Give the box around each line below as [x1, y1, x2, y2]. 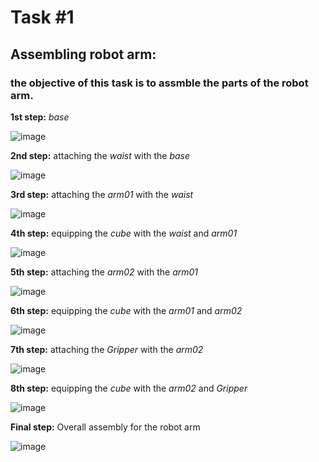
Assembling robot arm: [10, 46, 157, 63]
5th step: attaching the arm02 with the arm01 [10, 266, 199, 278]
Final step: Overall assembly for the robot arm [10, 421, 201, 433]
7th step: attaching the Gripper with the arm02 [10, 343, 204, 355]
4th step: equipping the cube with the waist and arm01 [10, 227, 238, 239]
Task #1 [10, 6, 75, 29]
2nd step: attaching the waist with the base [10, 149, 191, 161]
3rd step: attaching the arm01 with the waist [10, 188, 194, 200]
